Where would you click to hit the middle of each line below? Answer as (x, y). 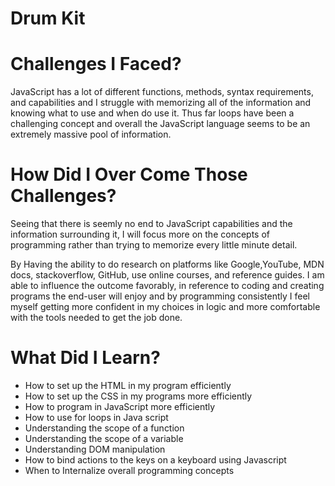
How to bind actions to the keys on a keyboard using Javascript (155, 460)
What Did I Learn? (85, 358)
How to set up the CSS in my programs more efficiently (138, 396)
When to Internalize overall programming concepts (129, 470)
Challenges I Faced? (96, 64)
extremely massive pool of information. (91, 134)
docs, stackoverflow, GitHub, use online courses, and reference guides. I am (167, 275)
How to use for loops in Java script (96, 417)
